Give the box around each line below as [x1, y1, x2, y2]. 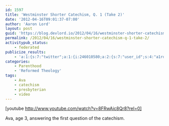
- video [14, 92, 30, 97]
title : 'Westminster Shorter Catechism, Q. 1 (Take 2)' [5, 12, 125, 17]
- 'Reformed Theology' [14, 69, 62, 74]
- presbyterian [14, 87, 46, 92]
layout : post [5, 26, 33, 31]
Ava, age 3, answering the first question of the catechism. [5, 115, 125, 121]
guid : [5, 31, 17, 36]
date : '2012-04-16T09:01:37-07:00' [5, 17, 80, 22]
